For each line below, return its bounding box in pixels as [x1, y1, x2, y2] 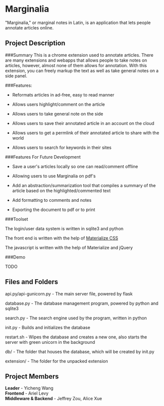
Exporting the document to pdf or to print [12, 207, 95, 213]
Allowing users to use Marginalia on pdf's [12, 173, 96, 179]
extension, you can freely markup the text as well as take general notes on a [5, 68, 159, 73]
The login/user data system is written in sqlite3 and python [5, 225, 124, 231]
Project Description [5, 39, 66, 48]
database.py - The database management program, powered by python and [5, 300, 159, 306]
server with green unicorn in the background [5, 339, 95, 345]
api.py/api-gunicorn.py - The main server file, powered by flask [5, 290, 133, 297]
